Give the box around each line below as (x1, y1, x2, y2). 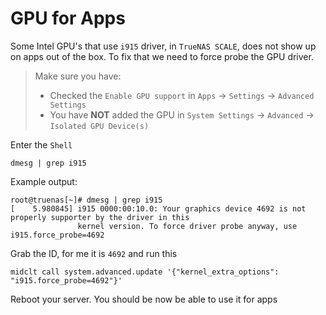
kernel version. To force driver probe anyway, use (77, 221, 298, 231)
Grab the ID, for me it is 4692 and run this (10, 247, 178, 259)
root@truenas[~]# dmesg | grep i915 (10, 195, 163, 205)
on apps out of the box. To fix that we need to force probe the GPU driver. (10, 50, 314, 62)
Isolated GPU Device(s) (49, 121, 150, 131)
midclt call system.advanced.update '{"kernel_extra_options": (10, 267, 280, 277)
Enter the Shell (10, 138, 73, 151)
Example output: (10, 175, 78, 187)
